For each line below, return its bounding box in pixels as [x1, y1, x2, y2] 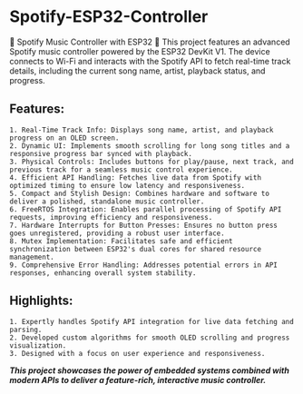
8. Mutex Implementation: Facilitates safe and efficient [9, 236, 233, 246]
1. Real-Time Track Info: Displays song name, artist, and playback [9, 125, 274, 134]
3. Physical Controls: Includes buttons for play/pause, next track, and [9, 157, 295, 166]
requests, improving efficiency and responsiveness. [9, 212, 213, 222]
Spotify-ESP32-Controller [9, 6, 209, 27]
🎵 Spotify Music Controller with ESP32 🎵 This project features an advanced [9, 36, 290, 47]
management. [9, 252, 54, 261]
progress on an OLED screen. [9, 133, 120, 143]
